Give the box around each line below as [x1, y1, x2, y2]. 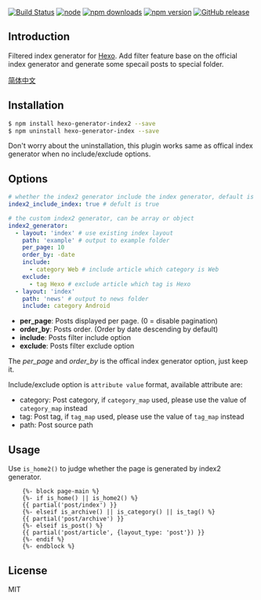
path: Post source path [19, 420, 93, 430]
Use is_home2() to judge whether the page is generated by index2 [8, 464, 222, 474]
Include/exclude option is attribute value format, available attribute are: [8, 380, 243, 390]
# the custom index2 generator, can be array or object [8, 214, 194, 222]
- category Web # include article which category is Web [28, 265, 219, 274]
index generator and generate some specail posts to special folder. [8, 59, 224, 68]
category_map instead [19, 404, 88, 413]
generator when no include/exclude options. [8, 149, 151, 159]
